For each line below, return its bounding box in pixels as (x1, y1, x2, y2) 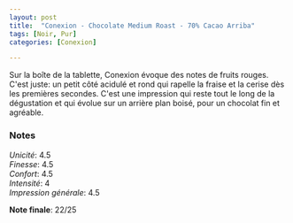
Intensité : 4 (9, 178, 50, 188)
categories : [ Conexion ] (9, 37, 97, 47)
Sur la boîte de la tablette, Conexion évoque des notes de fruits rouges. (9, 70, 269, 81)
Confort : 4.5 (9, 168, 53, 179)
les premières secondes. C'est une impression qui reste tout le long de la (9, 88, 275, 99)
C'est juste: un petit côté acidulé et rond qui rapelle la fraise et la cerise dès (9, 79, 285, 89)
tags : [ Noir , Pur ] (9, 29, 77, 38)
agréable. (9, 107, 44, 118)
